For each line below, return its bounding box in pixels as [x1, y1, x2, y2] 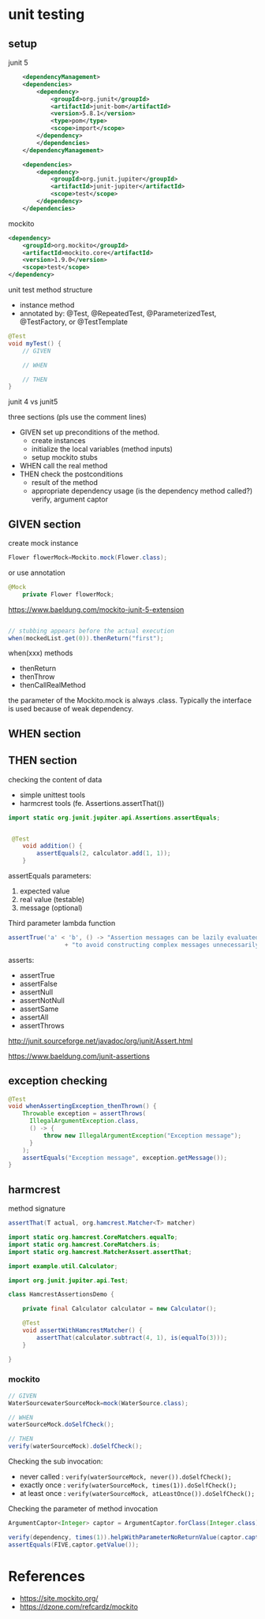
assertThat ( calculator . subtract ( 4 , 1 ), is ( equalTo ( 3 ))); [36, 1334, 228, 1341]
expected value [19, 886, 70, 896]
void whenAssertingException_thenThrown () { [8, 1102, 157, 1110]
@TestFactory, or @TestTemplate [19, 317, 129, 326]
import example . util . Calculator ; [8, 1262, 118, 1270]
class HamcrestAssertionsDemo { [8, 1291, 114, 1299]
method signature [8, 1204, 65, 1214]
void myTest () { [8, 339, 62, 348]
